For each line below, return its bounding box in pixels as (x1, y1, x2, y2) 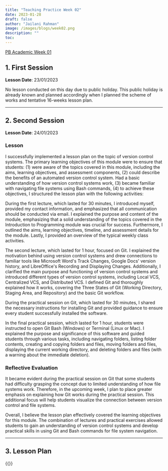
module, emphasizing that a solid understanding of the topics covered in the (5, 216, 162, 222)
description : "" (5, 31, 39, 36)
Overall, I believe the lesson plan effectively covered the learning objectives (5, 412, 161, 418)
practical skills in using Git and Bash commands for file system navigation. (5, 428, 158, 434)
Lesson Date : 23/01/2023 (5, 77, 58, 83)
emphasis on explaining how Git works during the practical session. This (5, 391, 154, 398)
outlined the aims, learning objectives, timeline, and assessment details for (5, 227, 159, 233)
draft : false (5, 17, 32, 22)
